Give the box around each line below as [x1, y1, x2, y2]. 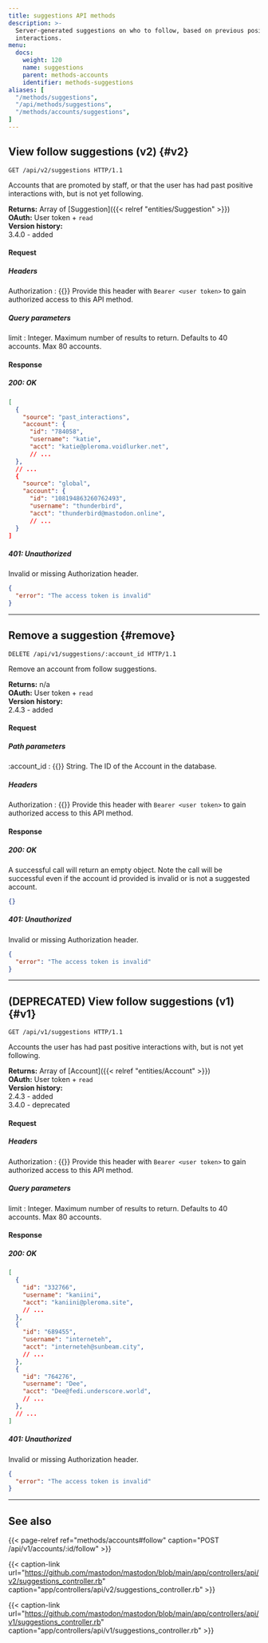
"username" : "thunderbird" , [29, 502, 124, 511]
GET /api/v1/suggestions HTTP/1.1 [8, 1029, 124, 1037]
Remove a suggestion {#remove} [8, 629, 175, 642]
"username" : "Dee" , [22, 1380, 88, 1388]
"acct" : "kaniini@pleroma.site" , [22, 1298, 134, 1306]
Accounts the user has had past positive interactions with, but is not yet [8, 1042, 244, 1052]
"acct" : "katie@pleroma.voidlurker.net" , [29, 443, 170, 451]
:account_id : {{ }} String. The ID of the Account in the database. [8, 761, 217, 771]
